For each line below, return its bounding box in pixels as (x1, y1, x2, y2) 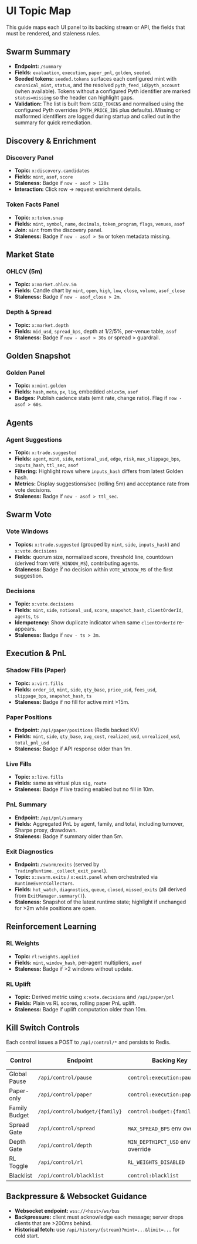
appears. (14, 626, 36, 633)
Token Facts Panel (6, 200, 60, 209)
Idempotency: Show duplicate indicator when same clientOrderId (14, 619, 176, 626)
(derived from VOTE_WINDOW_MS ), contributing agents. (14, 560, 140, 567)
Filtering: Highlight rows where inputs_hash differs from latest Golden (14, 468, 184, 475)
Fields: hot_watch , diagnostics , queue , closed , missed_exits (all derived (14, 885, 186, 893)
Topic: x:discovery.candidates (14, 167, 90, 174)
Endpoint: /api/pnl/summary (14, 814, 83, 821)
